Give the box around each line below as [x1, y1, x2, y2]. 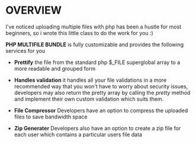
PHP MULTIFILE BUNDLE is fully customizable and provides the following [5, 41, 184, 48]
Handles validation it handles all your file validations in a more [14, 76, 167, 84]
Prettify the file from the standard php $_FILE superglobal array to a [14, 59, 181, 66]
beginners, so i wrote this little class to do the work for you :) [5, 29, 153, 36]
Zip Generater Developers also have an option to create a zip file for [14, 124, 181, 132]
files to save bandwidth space [14, 113, 88, 120]
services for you [5, 47, 46, 54]
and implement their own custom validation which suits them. [14, 95, 164, 103]
